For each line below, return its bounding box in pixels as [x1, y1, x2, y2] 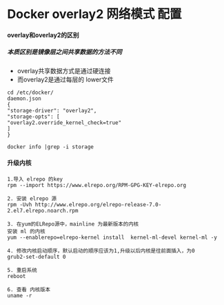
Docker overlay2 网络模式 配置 [7, 6, 182, 22]
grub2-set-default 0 [7, 253, 67, 260]
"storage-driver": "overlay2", [7, 107, 97, 114]
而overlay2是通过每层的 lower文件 [17, 75, 114, 83]
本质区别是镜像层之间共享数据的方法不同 [7, 48, 122, 56]
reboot [7, 273, 26, 279]
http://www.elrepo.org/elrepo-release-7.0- [34, 201, 162, 208]
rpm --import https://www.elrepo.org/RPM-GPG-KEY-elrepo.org [7, 181, 187, 188]
